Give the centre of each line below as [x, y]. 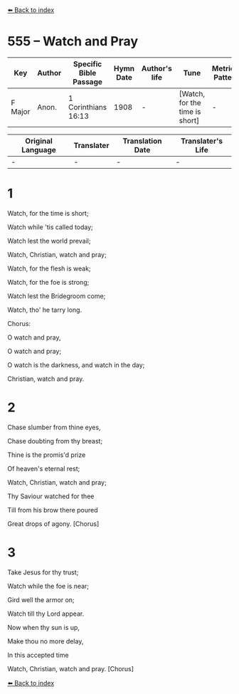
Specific [88, 64]
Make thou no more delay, [46, 641]
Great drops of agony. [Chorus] [53, 524]
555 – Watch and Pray [73, 42]
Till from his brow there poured [53, 510]
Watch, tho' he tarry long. [45, 310]
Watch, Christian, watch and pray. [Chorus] [70, 668]
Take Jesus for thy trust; [43, 572]
